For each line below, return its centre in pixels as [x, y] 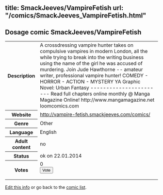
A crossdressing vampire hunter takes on [87, 45]
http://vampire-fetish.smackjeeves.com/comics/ [95, 114]
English [48, 132]
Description [21, 76]
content [21, 147]
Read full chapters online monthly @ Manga [100, 94]
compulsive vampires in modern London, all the [94, 52]
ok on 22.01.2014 [61, 156]
